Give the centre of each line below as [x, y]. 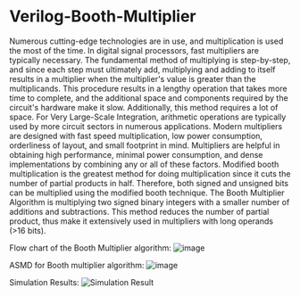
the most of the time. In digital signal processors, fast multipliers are [134, 50]
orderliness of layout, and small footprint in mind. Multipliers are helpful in [145, 145]
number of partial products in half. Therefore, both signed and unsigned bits [149, 183]
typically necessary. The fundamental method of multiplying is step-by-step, [150, 60]
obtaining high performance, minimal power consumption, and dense [136, 154]
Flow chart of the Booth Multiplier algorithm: [90, 248]
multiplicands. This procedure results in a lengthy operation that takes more [148, 88]
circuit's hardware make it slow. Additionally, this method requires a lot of [144, 107]
